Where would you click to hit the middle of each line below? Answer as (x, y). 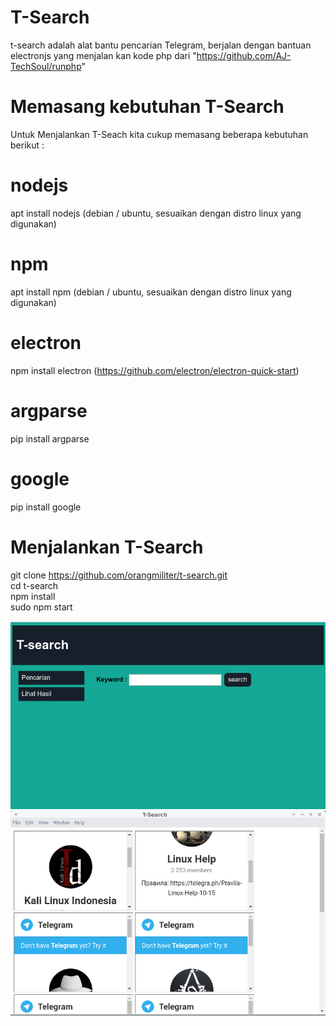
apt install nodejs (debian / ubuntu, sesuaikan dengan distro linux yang (156, 213)
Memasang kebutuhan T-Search (147, 107)
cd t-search (34, 585)
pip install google (46, 507)
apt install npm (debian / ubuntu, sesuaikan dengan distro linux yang (151, 292)
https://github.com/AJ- (244, 55)
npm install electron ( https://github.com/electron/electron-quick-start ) (155, 370)
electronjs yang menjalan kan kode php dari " (103, 55)
